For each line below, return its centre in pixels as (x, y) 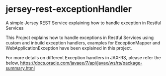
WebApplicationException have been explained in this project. (69, 48)
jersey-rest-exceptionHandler (69, 9)
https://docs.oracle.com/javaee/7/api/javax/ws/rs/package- (81, 63)
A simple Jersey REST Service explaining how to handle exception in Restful (83, 23)
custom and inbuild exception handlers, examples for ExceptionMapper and (83, 42)
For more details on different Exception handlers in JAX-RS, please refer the (83, 57)
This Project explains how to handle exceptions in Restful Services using (80, 38)
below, (12, 63)
